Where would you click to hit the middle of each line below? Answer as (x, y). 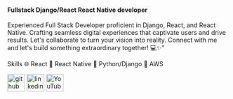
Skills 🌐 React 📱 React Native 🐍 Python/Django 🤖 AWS (85, 64)
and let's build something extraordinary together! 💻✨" (86, 48)
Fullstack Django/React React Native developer (78, 10)
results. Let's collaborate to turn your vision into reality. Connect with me (112, 40)
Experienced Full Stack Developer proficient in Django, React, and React (112, 25)
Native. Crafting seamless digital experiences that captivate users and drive (116, 33)
